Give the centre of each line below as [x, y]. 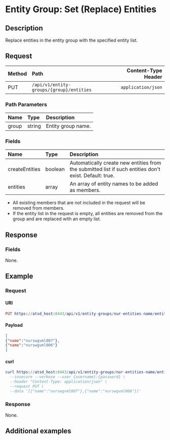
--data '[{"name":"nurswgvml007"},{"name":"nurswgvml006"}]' [76, 391]
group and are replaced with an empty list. [57, 219]
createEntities [24, 170]
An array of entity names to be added [114, 184]
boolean [55, 170]
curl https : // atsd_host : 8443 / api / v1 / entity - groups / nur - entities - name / [81, 372]
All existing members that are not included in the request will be [79, 203]
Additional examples [38, 431]
